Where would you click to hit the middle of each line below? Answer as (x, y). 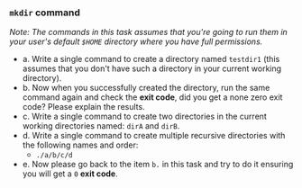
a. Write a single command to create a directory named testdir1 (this (151, 59)
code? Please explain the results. (84, 107)
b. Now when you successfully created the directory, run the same (146, 88)
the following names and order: (80, 145)
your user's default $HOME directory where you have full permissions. (136, 41)
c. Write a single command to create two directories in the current (145, 116)
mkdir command (45, 13)
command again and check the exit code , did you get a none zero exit (152, 97)
